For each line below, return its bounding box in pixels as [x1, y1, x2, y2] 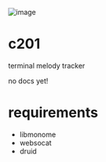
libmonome [19, 130, 57, 139]
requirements [8, 104, 98, 122]
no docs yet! [8, 75, 49, 86]
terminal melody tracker [8, 61, 86, 70]
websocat [19, 138, 53, 147]
